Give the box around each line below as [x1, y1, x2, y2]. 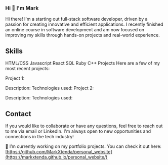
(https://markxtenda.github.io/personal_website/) [5, 154, 108, 160]
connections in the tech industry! [5, 133, 74, 139]
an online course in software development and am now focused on [5, 27, 145, 33]
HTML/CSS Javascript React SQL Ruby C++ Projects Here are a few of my [5, 60, 160, 66]
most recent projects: [5, 66, 50, 72]
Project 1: [5, 75, 25, 81]
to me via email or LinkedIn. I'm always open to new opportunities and [5, 128, 151, 134]
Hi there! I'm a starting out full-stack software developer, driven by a [5, 16, 148, 22]
